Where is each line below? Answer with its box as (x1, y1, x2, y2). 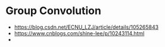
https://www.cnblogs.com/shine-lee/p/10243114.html (14, 29, 145, 36)
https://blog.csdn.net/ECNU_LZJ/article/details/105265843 (14, 23, 159, 31)
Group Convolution (5, 4, 102, 18)
